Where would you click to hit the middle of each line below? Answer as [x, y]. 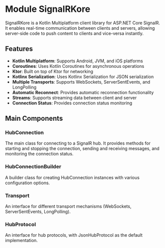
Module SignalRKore [48, 9]
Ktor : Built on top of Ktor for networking [53, 71]
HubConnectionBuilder [33, 167]
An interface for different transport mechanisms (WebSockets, [68, 206]
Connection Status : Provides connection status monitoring [72, 103]
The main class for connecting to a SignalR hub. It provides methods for [78, 143]
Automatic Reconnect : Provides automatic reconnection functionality [83, 92]
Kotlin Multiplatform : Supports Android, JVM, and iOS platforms [78, 61]
